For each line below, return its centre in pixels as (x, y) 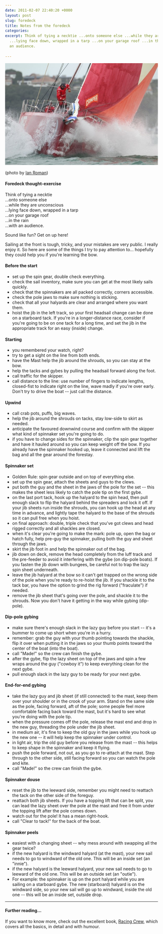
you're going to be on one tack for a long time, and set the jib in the (79, 323)
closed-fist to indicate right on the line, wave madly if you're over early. (83, 386)
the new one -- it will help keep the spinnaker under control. (72, 737)
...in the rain (17, 220)
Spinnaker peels (22, 832)
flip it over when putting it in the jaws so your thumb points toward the (82, 643)
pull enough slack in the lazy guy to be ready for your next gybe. (77, 674)
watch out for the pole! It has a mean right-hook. (60, 816)
